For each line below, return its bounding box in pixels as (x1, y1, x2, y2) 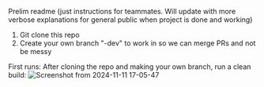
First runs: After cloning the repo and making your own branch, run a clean (8, 62, 251, 71)
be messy (19, 47, 52, 56)
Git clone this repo (19, 31, 81, 39)
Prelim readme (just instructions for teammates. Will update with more (8, 7, 236, 16)
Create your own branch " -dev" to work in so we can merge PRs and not (19, 38, 256, 48)
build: (8, 71, 27, 79)
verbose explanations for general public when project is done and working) (8, 15, 253, 24)
